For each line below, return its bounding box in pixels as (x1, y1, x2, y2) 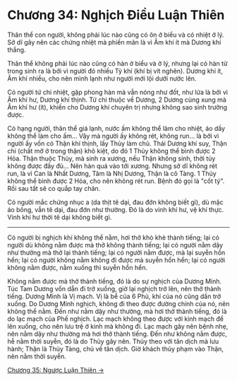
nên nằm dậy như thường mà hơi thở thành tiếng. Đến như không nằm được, (7, 329, 228, 338)
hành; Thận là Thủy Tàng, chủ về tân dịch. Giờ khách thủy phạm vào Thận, (7, 344, 224, 353)
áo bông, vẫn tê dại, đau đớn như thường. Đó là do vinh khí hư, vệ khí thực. (7, 205, 224, 213)
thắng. (7, 45, 26, 54)
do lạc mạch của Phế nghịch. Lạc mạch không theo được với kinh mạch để (7, 315, 224, 323)
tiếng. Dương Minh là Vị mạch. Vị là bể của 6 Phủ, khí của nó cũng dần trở (7, 292, 221, 300)
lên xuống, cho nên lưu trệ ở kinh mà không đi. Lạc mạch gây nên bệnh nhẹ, (7, 322, 229, 330)
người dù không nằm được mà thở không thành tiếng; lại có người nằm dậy (7, 240, 224, 249)
